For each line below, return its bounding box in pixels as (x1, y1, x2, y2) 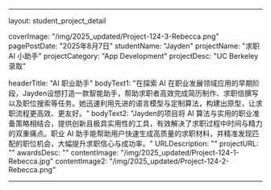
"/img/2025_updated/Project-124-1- (120, 148, 240, 157)
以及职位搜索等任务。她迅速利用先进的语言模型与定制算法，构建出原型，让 (8, 98, 256, 108)
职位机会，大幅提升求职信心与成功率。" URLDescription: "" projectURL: (22, 138, 259, 148)
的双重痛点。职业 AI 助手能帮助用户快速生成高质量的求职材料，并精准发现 (8, 129, 252, 138)
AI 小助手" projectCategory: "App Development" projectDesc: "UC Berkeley (8, 52, 259, 60)
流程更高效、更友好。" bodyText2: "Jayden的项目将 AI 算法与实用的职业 (15, 109, 253, 118)
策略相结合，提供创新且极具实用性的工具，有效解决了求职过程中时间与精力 (15, 118, 263, 128)
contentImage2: (55, 156, 108, 166)
